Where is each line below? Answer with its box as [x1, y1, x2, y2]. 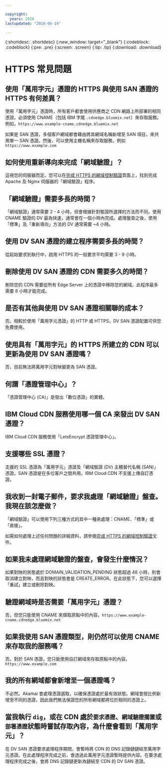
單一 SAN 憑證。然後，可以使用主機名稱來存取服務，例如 [9, 138, 126, 144]
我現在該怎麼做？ [5, 502, 58, 510]
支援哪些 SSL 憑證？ [5, 450, 67, 458]
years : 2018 [9, 16, 35, 21]
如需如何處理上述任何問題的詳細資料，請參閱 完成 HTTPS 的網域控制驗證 [5, 533, 153, 539]
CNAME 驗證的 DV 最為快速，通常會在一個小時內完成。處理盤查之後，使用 [5, 215, 158, 221]
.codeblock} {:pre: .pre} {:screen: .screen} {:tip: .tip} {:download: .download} [5, 44, 162, 50]
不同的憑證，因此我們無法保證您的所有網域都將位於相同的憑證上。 [13, 697, 149, 703]
